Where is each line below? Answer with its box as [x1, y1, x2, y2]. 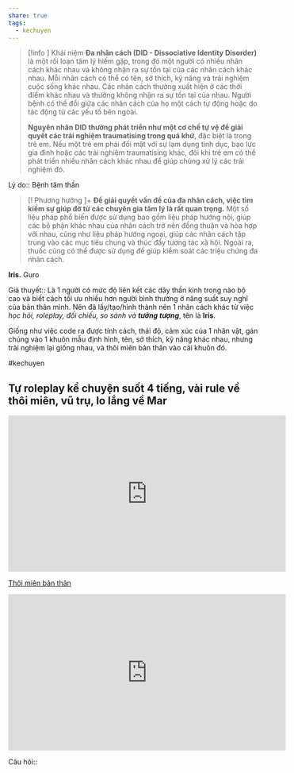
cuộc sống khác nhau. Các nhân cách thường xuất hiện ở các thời [27, 82, 242, 91]
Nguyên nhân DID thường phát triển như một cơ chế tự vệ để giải [27, 122, 243, 132]
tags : [8, 19, 26, 27]
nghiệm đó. [27, 164, 65, 175]
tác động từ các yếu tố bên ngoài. [27, 107, 139, 117]
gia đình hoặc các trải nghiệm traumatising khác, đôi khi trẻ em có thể [27, 148, 256, 157]
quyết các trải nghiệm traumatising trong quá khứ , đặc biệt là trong [27, 131, 252, 141]
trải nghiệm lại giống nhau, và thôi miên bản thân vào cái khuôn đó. [8, 343, 227, 353]
